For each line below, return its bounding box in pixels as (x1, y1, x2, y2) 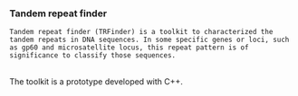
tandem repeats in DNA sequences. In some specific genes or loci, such (9, 35, 290, 45)
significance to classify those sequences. (9, 51, 177, 60)
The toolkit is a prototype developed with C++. (9, 76, 184, 87)
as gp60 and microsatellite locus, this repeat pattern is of (9, 43, 249, 52)
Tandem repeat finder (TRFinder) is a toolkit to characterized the (9, 28, 274, 37)
